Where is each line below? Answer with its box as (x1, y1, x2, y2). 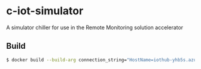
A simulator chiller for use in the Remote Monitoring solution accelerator (6, 24, 184, 31)
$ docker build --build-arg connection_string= (6, 57, 127, 63)
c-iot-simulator (6, 4, 84, 18)
